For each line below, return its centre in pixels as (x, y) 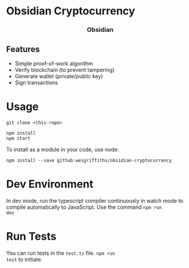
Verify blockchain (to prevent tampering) (65, 69)
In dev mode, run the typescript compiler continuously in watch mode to (95, 200)
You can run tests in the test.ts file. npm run (61, 253)
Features (23, 49)
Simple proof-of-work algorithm (54, 63)
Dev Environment (50, 184)
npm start (18, 138)
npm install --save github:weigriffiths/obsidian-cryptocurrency (89, 160)
